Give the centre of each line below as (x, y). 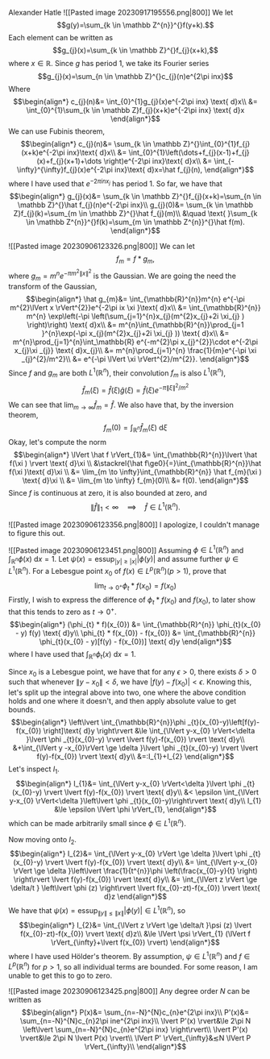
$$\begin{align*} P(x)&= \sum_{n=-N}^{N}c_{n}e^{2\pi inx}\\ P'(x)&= (135, 1012)
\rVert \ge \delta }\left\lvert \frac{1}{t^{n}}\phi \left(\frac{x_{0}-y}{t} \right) (135, 871)
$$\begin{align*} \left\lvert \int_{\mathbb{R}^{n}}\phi (98, 722)
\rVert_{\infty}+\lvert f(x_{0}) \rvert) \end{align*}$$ (135, 942)
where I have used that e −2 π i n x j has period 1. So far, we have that (116, 183)
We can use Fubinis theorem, (57, 131)
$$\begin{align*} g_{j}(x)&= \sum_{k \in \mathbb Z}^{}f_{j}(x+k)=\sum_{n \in (135, 196)
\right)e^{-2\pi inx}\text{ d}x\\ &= (158, 161)
